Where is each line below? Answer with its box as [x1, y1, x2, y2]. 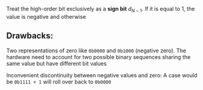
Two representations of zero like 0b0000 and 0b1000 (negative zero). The [6, 47, 187, 54]
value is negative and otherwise [6, 13, 87, 20]
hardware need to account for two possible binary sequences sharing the [6, 53, 191, 60]
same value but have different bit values [6, 60, 107, 67]
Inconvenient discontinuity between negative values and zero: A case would [6, 71, 198, 78]
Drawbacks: [6, 30, 54, 41]
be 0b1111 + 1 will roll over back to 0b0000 [6, 78, 112, 85]
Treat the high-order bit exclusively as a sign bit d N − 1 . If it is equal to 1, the [6, 5, 195, 14]
